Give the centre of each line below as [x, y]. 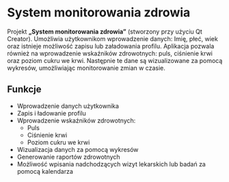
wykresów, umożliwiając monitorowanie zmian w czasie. [86, 68]
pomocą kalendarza [45, 171]
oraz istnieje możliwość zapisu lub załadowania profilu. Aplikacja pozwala [111, 46]
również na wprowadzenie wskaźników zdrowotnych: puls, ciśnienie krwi [110, 53]
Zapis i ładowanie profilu [52, 113]
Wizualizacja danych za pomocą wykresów [78, 149]
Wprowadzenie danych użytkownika [68, 106]
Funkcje [25, 89]
